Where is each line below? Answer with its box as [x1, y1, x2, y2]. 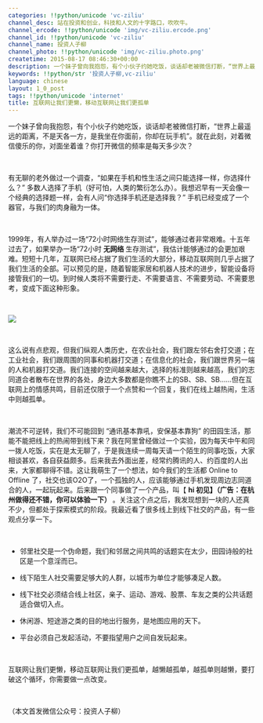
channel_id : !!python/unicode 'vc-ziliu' [8, 33, 146, 42]
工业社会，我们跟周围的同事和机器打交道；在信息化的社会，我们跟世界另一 [8, 355, 248, 365]
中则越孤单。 [8, 394, 49, 404]
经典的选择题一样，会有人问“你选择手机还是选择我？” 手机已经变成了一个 [14, 193, 250, 203]
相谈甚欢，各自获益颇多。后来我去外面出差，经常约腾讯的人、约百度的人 [8, 456, 241, 466]
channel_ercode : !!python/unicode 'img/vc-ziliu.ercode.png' [8, 26, 212, 34]
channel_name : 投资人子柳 [8, 41, 87, 49]
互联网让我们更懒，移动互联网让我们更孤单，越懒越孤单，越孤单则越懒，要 [8, 665, 248, 674]
